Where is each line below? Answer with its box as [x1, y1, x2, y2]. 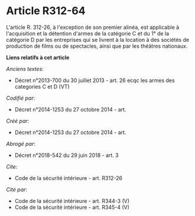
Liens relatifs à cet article [6, 54, 70, 61]
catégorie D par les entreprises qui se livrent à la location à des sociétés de [6, 36, 190, 43]
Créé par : [6, 117, 30, 125]
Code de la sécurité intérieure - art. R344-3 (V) [14, 197, 130, 204]
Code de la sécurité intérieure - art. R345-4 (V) [14, 204, 130, 211]
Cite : [6, 163, 18, 170]
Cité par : [6, 186, 28, 193]
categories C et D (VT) [14, 83, 70, 90]
